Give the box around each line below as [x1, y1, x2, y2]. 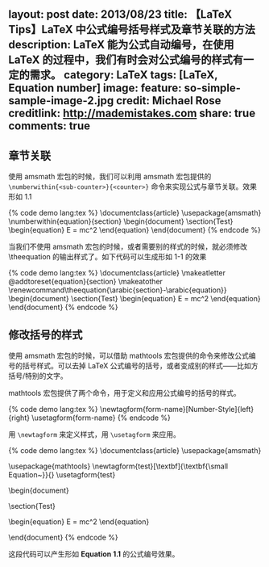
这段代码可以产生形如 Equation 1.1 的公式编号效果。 [8, 549, 180, 559]
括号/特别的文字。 [8, 371, 68, 381]
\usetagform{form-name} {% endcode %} [31, 413, 172, 422]
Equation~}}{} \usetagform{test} [8, 470, 116, 480]
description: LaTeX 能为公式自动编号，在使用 [8, 38, 235, 52]
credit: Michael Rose [115, 94, 221, 107]
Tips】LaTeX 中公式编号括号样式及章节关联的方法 [8, 23, 256, 36]
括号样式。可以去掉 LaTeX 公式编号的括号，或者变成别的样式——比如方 [22, 361, 259, 371]
